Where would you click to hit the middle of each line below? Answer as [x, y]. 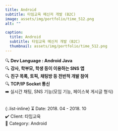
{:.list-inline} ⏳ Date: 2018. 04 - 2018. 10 [46, 108]
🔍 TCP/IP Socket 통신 [28, 84]
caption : [14, 33]
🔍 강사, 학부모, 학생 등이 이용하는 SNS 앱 [45, 68]
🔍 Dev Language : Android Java [39, 60]
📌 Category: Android [26, 123]
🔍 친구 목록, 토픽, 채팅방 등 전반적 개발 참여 [47, 76]
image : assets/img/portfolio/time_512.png [50, 19]
